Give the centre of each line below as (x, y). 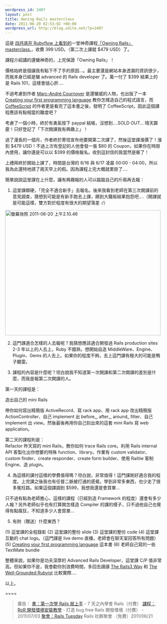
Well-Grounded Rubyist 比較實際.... (41, 573)
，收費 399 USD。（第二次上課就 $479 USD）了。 (82, 49)
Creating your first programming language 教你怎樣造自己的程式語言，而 (79, 100)
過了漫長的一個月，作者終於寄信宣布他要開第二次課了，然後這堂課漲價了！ (81, 140)
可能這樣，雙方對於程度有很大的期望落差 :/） (62, 203)
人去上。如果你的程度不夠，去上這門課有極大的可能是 (101, 356)
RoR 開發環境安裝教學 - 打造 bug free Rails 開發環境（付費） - (81, 610)
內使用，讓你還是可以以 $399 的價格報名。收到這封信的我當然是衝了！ (77, 152)
